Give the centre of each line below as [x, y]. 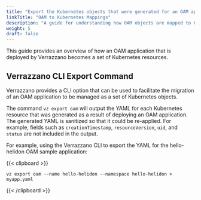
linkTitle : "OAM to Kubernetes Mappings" [59, 17]
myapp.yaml [20, 179]
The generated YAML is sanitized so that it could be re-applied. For [89, 121]
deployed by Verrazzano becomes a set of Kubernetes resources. [87, 57]
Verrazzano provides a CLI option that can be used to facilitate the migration [100, 90]
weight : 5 [19, 28]
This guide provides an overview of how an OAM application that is [89, 51]
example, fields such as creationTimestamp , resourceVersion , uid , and [92, 127]
